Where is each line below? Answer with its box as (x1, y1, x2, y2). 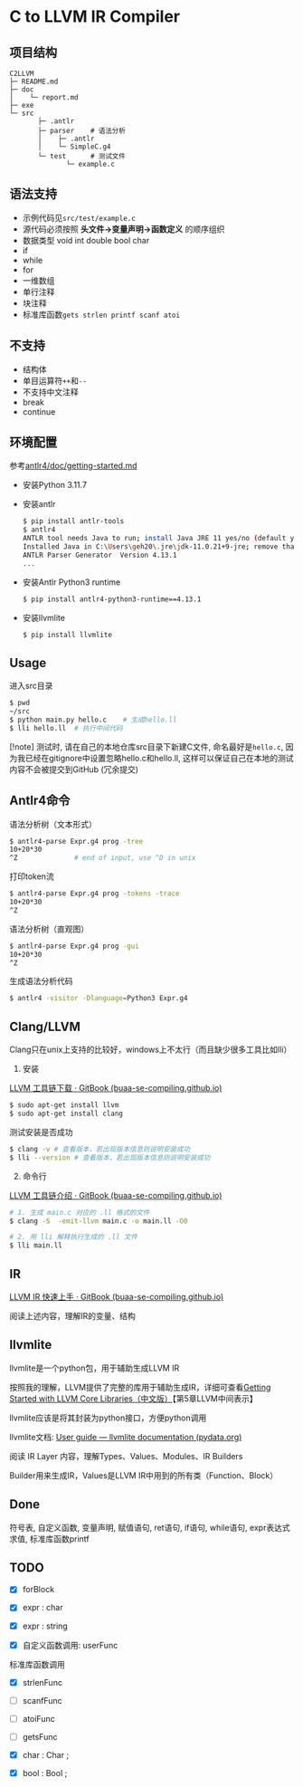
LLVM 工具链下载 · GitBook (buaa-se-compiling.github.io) (9, 1083, 223, 1094)
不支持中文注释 (22, 387, 79, 397)
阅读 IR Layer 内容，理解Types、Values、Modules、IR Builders (9, 1450, 243, 1461)
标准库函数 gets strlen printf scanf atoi (22, 309, 181, 320)
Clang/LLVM (9, 1018, 81, 1034)
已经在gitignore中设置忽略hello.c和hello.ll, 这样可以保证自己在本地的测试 (24, 752, 294, 763)
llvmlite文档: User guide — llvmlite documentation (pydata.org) (9, 1431, 242, 1442)
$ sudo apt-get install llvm (9, 1101, 119, 1110)
